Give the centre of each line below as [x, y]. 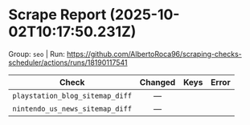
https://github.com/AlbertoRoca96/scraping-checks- [155, 54]
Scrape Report [57, 15]
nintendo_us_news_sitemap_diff [72, 109]
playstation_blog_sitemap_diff [72, 95]
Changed [158, 82]
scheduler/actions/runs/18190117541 [68, 62]
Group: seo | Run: [37, 54]
